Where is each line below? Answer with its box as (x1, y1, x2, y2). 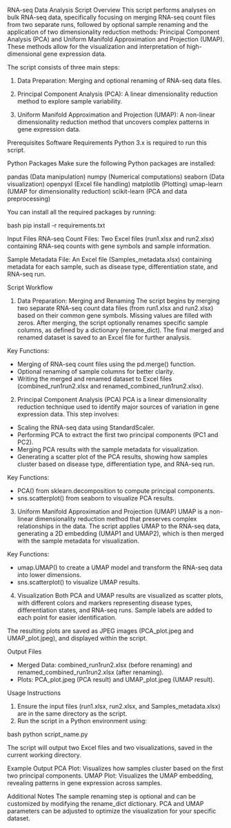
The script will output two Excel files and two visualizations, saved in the (7, 744, 212, 751)
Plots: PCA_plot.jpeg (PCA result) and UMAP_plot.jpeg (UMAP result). (17, 676, 215, 683)
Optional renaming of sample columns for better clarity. (17, 367, 174, 375)
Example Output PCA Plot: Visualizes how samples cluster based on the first (7, 765, 223, 772)
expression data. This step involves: (17, 410, 119, 418)
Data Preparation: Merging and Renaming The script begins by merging (17, 296, 220, 305)
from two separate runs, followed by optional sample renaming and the (7, 21, 208, 28)
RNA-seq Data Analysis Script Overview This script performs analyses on (7, 6, 216, 14)
